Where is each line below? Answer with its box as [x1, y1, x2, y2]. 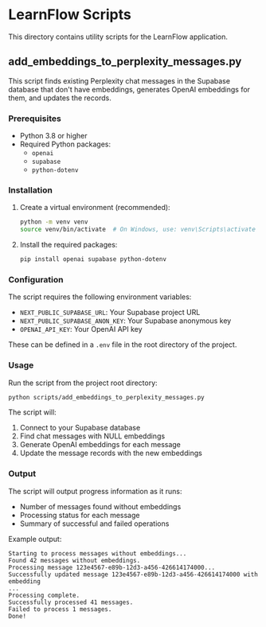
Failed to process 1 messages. [8, 605, 112, 613]
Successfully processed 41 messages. [8, 598, 134, 606]
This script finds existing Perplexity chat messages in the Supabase [8, 76, 231, 85]
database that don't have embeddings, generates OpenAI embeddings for [8, 84, 251, 94]
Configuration [8, 274, 64, 285]
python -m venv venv [19, 218, 88, 226]
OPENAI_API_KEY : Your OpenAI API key [19, 325, 143, 334]
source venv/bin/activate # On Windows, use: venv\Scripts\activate [19, 225, 256, 234]
